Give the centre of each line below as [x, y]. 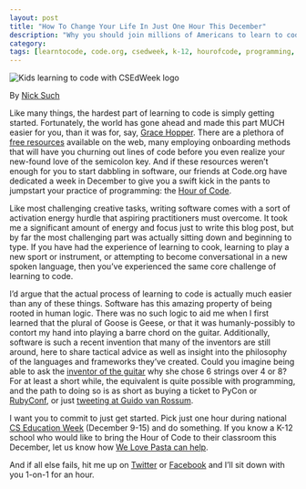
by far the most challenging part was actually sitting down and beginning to [151, 237]
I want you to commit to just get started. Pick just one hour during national [148, 418]
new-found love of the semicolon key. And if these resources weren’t [139, 161]
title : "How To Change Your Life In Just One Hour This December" [138, 26]
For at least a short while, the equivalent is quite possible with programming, [153, 381]
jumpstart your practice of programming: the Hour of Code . [121, 191]
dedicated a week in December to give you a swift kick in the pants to [140, 181]
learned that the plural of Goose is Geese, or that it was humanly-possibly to [153, 323]
